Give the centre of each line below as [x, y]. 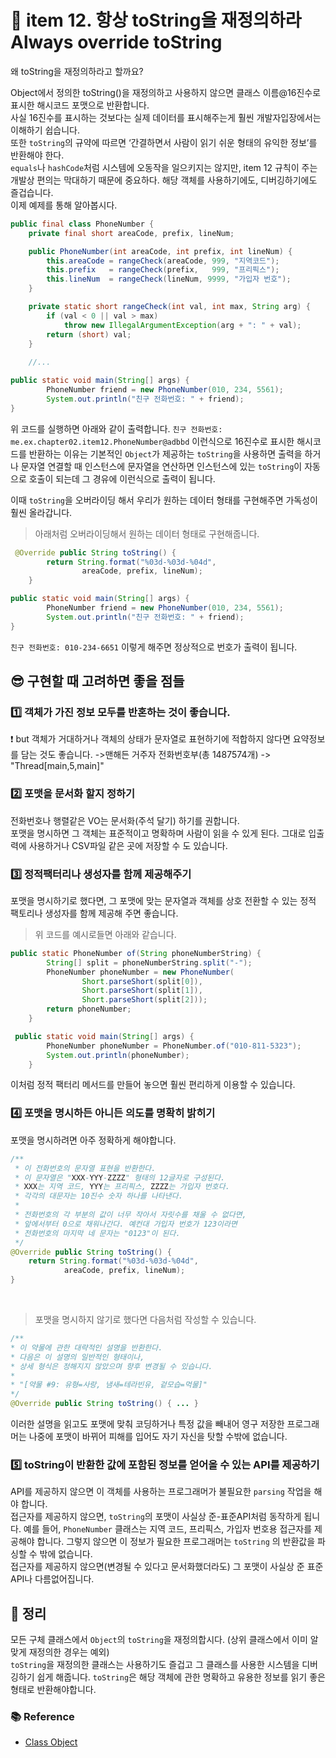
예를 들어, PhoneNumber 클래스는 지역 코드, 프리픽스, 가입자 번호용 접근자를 [168, 1529]
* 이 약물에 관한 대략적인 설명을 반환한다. [86, 1347]
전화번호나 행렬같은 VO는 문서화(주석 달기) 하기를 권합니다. [125, 820]
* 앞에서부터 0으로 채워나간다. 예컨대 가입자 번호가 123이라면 [126, 1224]
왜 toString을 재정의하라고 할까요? [77, 71]
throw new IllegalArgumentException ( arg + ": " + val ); [182, 325]
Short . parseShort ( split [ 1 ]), [142, 991]
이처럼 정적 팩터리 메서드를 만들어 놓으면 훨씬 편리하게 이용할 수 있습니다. [153, 1085]
